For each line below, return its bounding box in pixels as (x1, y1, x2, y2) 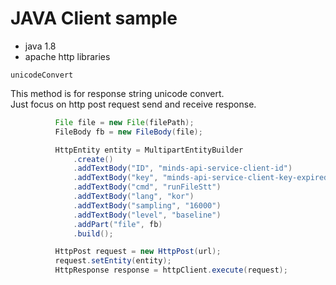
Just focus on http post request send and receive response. (10, 98, 257, 110)
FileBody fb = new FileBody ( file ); (54, 127, 203, 137)
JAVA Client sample (10, 7, 178, 30)
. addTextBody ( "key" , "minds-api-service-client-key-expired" (73, 173, 333, 183)
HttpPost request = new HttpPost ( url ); (54, 247, 222, 257)
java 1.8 (24, 40, 57, 52)
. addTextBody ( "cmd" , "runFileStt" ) (73, 182, 222, 192)
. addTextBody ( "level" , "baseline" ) (73, 210, 222, 220)
